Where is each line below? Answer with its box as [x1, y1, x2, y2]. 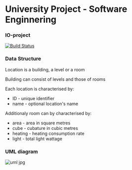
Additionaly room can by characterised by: [5, 110, 92, 116]
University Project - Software [5, 3, 128, 15]
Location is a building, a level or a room [5, 66, 85, 72]
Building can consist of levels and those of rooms [5, 76, 106, 82]
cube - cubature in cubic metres [12, 125, 78, 131]
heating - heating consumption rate [12, 130, 85, 136]
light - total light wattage [12, 135, 63, 142]
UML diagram [5, 148, 38, 155]
